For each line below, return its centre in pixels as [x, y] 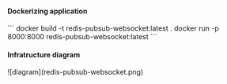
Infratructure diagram [44, 54]
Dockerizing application [47, 11]
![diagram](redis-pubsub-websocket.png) [76, 72]
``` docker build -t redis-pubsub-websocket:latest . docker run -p [113, 28]
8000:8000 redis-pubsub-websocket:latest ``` [82, 37]
